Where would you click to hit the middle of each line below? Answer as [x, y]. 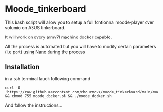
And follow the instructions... [34, 105]
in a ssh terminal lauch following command [48, 78]
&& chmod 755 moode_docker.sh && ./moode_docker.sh [58, 96]
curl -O [13, 88]
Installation [22, 67]
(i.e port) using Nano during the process [45, 52]
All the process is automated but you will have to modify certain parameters [81, 46]
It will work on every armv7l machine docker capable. [58, 37]
